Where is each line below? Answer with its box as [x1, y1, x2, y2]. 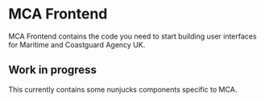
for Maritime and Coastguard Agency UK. [8, 39, 146, 49]
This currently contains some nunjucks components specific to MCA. [8, 84, 238, 94]
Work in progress [8, 63, 97, 77]
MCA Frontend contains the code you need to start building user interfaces [8, 31, 257, 41]
